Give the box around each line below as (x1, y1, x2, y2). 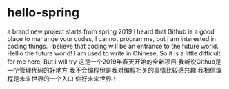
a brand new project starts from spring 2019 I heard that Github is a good (7, 27, 215, 36)
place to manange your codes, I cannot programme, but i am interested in (7, 34, 216, 42)
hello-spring (7, 5, 80, 21)
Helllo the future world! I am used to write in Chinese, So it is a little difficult (7, 49, 221, 58)
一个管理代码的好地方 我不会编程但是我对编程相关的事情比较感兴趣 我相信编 (7, 66, 222, 74)
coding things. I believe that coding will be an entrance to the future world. (7, 42, 219, 50)
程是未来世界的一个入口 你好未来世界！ (7, 74, 118, 83)
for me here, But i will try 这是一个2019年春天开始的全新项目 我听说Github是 (7, 57, 222, 66)
